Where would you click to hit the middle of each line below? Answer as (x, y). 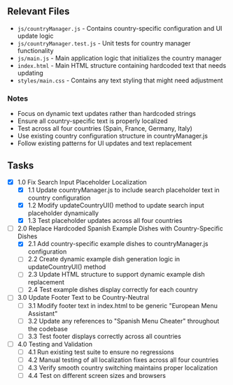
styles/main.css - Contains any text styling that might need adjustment (120, 80)
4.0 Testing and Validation (55, 344)
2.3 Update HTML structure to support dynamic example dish (116, 275)
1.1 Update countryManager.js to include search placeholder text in (124, 190)
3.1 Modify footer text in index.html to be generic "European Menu (123, 305)
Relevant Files (38, 12)
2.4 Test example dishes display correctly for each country (113, 290)
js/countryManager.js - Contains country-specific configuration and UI (120, 28)
